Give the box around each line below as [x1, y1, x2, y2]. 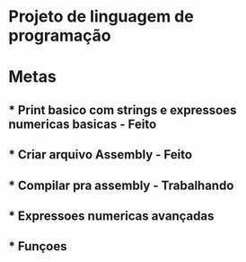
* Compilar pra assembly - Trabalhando [8, 177, 234, 193]
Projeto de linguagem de [8, 6, 194, 27]
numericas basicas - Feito [8, 116, 157, 131]
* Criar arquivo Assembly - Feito [8, 147, 193, 163]
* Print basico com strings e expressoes [8, 102, 237, 118]
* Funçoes [8, 239, 67, 254]
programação [8, 25, 111, 46]
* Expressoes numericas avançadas [8, 208, 215, 223]
